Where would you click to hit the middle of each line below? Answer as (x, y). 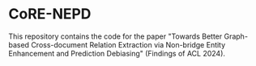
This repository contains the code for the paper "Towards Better (115, 36)
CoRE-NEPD (50, 14)
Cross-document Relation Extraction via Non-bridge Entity (128, 44)
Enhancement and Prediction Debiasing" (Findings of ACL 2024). (117, 53)
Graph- (236, 36)
